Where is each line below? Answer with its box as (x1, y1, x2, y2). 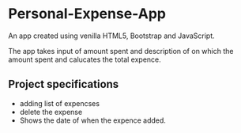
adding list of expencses (19, 98, 100, 108)
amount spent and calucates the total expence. (8, 55, 162, 64)
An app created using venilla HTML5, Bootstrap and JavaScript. (8, 31, 215, 40)
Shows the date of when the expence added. (19, 116, 166, 125)
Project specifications (8, 78, 119, 91)
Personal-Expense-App (8, 5, 166, 23)
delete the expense (19, 107, 83, 116)
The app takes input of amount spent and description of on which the (8, 46, 234, 55)
